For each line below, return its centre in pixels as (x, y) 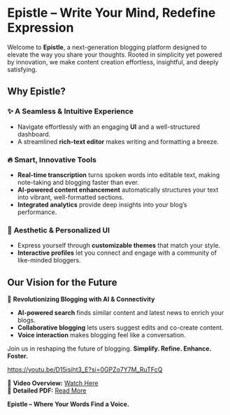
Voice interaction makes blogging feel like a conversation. (102, 335)
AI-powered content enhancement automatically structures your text (118, 190)
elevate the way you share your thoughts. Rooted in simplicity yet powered (115, 55)
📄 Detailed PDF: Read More (47, 391)
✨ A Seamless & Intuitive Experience (71, 111)
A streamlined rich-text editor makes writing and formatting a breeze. (118, 141)
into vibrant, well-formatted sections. (71, 197)
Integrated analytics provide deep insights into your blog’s (102, 204)
